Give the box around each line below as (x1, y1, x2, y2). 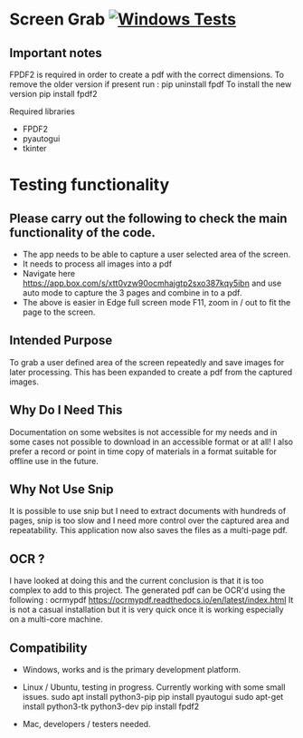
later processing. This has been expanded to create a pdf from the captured (9, 366, 292, 377)
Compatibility (9, 640, 88, 655)
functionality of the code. (9, 225, 156, 240)
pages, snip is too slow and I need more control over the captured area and (9, 515, 289, 526)
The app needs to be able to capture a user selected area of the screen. (22, 249, 291, 259)
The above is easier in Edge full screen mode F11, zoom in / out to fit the (22, 297, 291, 307)
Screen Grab (9, 9, 106, 30)
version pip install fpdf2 (9, 89, 98, 99)
